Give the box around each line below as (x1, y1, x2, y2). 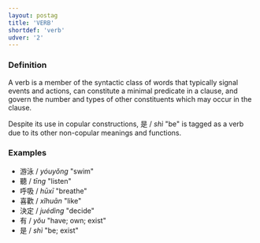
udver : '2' (8, 33, 44, 42)
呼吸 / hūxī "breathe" (19, 186, 87, 196)
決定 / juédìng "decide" (19, 206, 95, 215)
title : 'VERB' (8, 19, 55, 27)
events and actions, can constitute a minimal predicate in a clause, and (8, 86, 238, 95)
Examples (8, 148, 47, 159)
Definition (8, 60, 47, 71)
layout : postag (8, 11, 58, 20)
